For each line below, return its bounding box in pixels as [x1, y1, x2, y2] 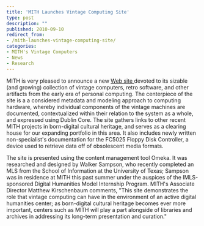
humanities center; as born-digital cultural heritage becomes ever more [6, 200, 186, 207]
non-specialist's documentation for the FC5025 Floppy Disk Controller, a [6, 135, 189, 143]
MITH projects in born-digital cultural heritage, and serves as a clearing [6, 122, 186, 130]
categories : [6, 43, 37, 50]
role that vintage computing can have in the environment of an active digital [6, 193, 197, 200]
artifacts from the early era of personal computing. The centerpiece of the [6, 90, 193, 97]
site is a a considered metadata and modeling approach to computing [6, 96, 181, 104]
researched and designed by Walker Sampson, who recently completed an [6, 160, 194, 168]
